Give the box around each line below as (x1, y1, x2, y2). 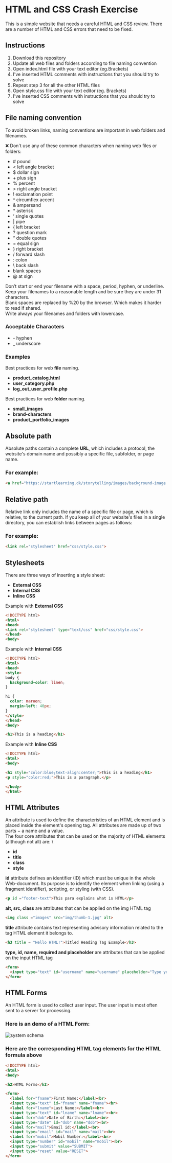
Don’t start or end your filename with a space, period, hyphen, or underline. (5, 283, 165, 289)
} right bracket (12, 245, 44, 252)
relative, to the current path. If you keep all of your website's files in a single (5, 514, 165, 520)
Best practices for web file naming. (5, 365, 79, 371)
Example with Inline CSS (5, 741, 57, 747)
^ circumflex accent (12, 197, 55, 203)
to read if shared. (5, 305, 42, 311)
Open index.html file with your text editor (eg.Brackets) (12, 65, 129, 72)
